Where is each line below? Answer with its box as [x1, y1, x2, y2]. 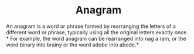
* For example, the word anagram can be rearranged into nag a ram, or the [6, 35, 186, 42]
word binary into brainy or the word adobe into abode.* [6, 41, 139, 48]
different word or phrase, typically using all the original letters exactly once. [6, 28, 189, 35]
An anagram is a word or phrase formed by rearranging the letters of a [6, 23, 176, 30]
